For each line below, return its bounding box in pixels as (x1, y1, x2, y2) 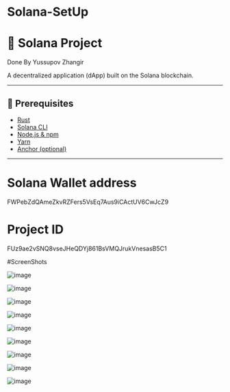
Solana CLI (16, 122, 48, 131)
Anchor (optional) (16, 144, 67, 153)
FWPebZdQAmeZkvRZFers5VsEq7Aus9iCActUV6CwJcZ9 (7, 198, 169, 206)
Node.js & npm (16, 130, 60, 138)
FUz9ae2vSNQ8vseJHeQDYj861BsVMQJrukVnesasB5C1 (7, 244, 167, 252)
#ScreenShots (7, 257, 47, 265)
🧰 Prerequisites (7, 97, 74, 109)
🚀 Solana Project (7, 36, 103, 51)
